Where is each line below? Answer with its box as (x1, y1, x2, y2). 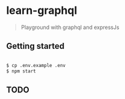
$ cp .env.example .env (6, 62, 66, 68)
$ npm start (6, 68, 36, 74)
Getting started (6, 41, 65, 51)
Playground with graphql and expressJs (20, 24, 120, 31)
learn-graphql (6, 4, 78, 18)
